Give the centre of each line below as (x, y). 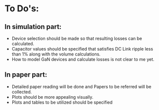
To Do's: (22, 9)
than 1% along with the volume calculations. (56, 54)
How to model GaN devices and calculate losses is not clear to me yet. (83, 59)
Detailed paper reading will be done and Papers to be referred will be (81, 86)
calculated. (23, 44)
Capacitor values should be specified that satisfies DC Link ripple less (82, 49)
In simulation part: (33, 27)
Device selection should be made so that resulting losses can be (77, 38)
